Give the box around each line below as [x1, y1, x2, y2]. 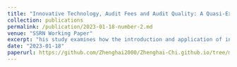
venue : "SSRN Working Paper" [7, 29, 93, 37]
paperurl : [7, 50, 37, 57]
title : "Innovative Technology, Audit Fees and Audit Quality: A [7, 10, 203, 17]
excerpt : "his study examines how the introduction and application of [7, 36, 222, 43]
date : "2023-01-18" [7, 43, 65, 50]
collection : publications [7, 17, 83, 24]
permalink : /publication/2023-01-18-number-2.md [7, 23, 153, 30]
